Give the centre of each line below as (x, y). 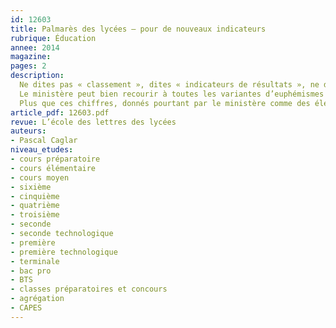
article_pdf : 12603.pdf (60, 112)
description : (37, 76)
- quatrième (35, 206)
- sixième (31, 187)
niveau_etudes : (42, 150)
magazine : (31, 57)
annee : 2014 (35, 47)
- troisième (35, 215)
